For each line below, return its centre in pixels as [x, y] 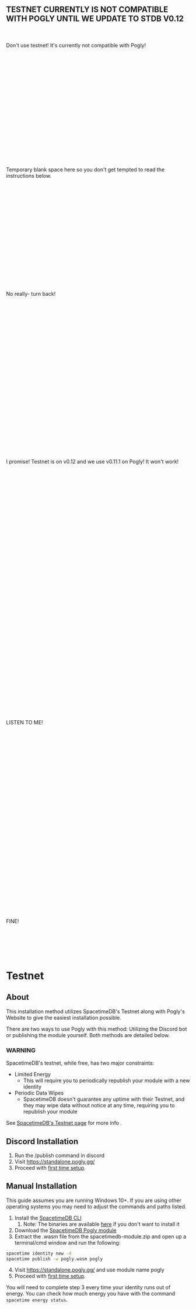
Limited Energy [33, 1075]
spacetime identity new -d [39, 1253]
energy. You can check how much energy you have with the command [91, 1294]
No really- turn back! [31, 293]
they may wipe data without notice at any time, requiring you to [99, 1106]
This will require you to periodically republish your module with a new [106, 1080]
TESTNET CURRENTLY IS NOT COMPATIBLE [87, 10]
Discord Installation [42, 1142]
